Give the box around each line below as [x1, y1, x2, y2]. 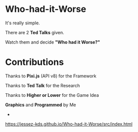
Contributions [5, 57, 64, 68]
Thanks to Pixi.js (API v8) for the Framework [5, 73, 97, 79]
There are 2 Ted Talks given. [5, 29, 65, 35]
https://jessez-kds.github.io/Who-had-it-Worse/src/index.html [5, 121, 133, 127]
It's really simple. [5, 20, 40, 26]
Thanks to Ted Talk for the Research [5, 82, 80, 88]
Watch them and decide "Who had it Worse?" [5, 39, 101, 45]
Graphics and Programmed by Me [5, 102, 76, 108]
